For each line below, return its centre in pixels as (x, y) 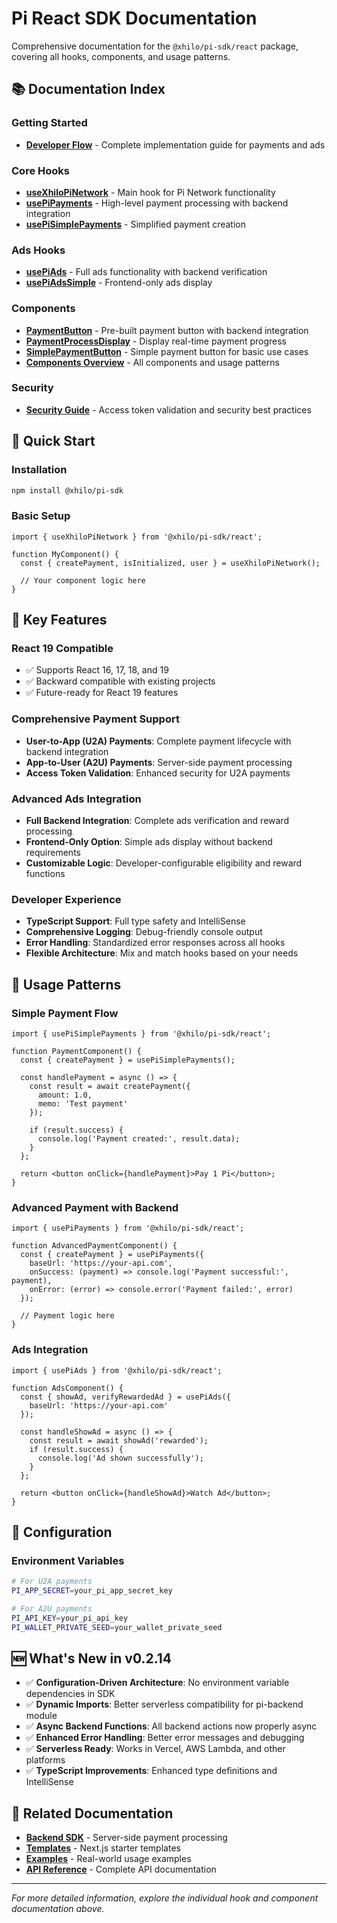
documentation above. (58, 1909)
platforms (45, 1760)
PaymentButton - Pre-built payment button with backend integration (167, 330)
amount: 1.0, (65, 1095)
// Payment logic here (67, 1316)
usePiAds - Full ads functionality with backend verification (146, 272)
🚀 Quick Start (53, 441)
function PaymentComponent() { (76, 1051)
